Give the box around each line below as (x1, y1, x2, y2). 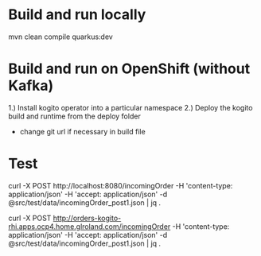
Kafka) (8, 77, 54, 95)
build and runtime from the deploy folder (8, 111, 141, 121)
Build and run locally (8, 6, 146, 24)
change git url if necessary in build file (19, 126, 146, 136)
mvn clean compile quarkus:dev (8, 32, 113, 41)
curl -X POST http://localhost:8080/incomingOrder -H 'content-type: (8, 180, 233, 190)
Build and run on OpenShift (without (8, 60, 251, 78)
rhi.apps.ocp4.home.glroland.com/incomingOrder (8, 221, 171, 231)
